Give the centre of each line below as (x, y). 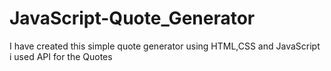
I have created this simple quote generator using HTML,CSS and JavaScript (165, 46)
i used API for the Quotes (61, 56)
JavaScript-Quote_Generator (132, 18)
